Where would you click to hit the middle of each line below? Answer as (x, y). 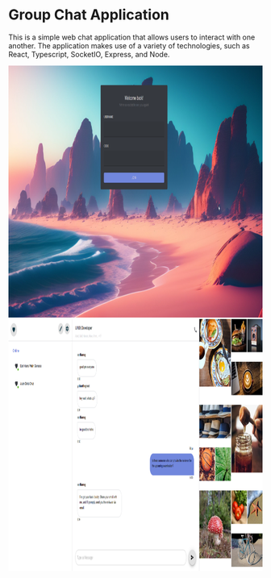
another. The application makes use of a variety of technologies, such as (129, 45)
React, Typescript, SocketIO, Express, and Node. (89, 54)
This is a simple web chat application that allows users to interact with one (132, 37)
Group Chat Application (89, 15)
